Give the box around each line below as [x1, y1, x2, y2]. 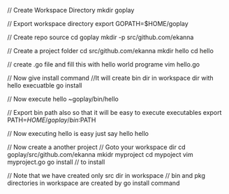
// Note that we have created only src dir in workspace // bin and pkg [7, 172, 206, 179]
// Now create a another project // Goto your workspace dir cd [7, 143, 186, 151]
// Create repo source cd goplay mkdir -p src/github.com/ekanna [7, 33, 194, 41]
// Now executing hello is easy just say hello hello [7, 130, 149, 137]
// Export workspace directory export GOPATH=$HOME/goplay [7, 20, 189, 27]
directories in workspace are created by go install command [7, 179, 180, 187]
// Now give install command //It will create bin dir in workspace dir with [7, 74, 214, 82]
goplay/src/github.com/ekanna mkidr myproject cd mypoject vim [7, 151, 193, 158]
